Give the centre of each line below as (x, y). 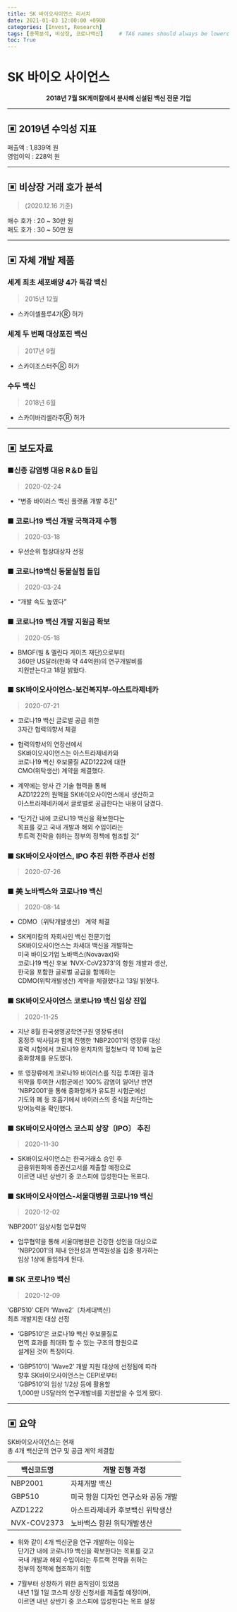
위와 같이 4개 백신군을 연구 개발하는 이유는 (76, 1542)
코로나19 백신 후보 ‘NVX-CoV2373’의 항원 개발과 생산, (92, 963)
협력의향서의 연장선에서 (50, 744)
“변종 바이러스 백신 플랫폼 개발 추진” (67, 501)
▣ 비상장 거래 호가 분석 (55, 187)
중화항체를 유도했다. (45, 1058)
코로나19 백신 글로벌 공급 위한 (59, 720)
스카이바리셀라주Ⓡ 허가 (51, 417)
